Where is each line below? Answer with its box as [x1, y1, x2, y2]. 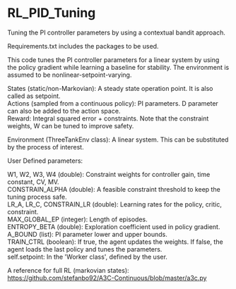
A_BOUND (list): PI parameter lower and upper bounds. [7, 230, 167, 238]
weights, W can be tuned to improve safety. [7, 121, 134, 130]
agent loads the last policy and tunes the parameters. [7, 245, 163, 253]
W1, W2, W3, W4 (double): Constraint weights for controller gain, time [7, 170, 211, 178]
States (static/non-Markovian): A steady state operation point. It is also [7, 84, 213, 92]
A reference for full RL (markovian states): [7, 266, 129, 274]
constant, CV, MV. [7, 178, 59, 186]
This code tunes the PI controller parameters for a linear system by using [7, 55, 220, 64]
